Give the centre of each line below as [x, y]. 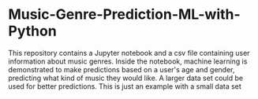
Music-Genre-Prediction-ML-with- [124, 15]
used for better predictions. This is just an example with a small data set [125, 86]
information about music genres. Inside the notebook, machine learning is [128, 61]
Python [32, 31]
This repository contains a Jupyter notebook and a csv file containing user [129, 53]
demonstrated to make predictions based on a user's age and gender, [122, 69]
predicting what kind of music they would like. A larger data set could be [125, 78]
